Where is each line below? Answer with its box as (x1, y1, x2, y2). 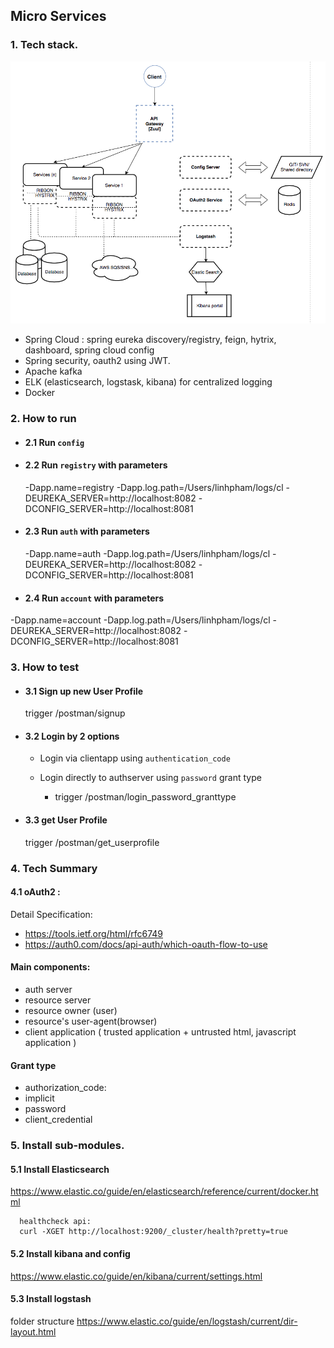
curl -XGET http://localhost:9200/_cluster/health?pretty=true (19, 1227, 288, 1237)
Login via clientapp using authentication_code (39, 752, 231, 764)
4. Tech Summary (10, 861, 98, 875)
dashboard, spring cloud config (24, 344, 155, 356)
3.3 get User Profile (24, 814, 108, 826)
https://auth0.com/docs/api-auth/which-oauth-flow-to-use (24, 938, 268, 950)
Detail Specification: (10, 908, 93, 920)
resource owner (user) (24, 1005, 118, 1016)
